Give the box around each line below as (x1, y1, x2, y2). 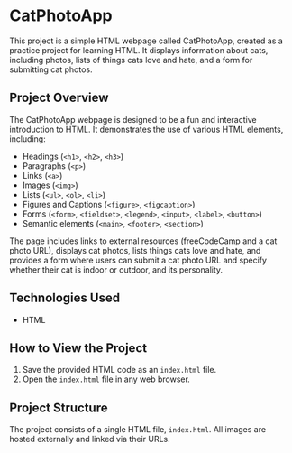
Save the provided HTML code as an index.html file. (22, 365, 217, 375)
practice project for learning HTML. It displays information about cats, (9, 44, 269, 55)
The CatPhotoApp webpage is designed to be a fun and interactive (9, 114, 257, 125)
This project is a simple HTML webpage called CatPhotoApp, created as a (9, 35, 284, 46)
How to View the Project (9, 340, 147, 356)
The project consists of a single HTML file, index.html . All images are (9, 424, 267, 435)
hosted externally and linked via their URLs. (9, 434, 171, 445)
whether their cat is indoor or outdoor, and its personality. (9, 263, 224, 275)
